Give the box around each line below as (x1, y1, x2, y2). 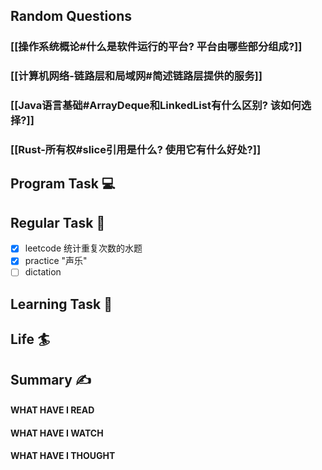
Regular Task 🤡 (10, 214, 106, 231)
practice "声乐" (24, 255, 88, 267)
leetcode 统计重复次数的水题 (24, 242, 143, 254)
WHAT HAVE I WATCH (10, 427, 104, 439)
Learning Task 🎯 (10, 295, 113, 313)
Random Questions (10, 8, 132, 25)
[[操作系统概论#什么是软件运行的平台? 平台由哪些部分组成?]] (10, 40, 303, 54)
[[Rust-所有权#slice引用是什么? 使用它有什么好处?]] (10, 143, 262, 157)
